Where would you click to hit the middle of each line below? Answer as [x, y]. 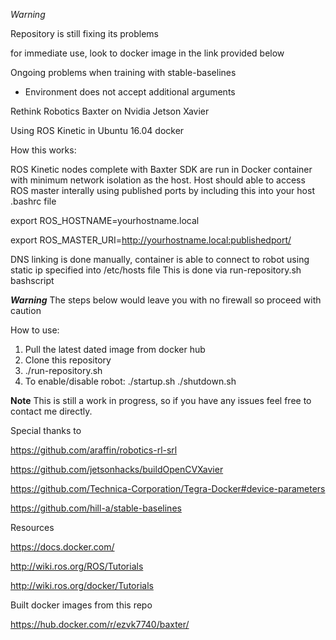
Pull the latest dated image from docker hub [115, 349]
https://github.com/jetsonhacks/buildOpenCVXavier [117, 469]
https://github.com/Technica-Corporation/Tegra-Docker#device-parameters [168, 488]
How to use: [35, 330]
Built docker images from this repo [81, 605]
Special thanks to [46, 430]
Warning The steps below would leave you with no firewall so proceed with [166, 300]
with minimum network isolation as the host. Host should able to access [158, 180]
